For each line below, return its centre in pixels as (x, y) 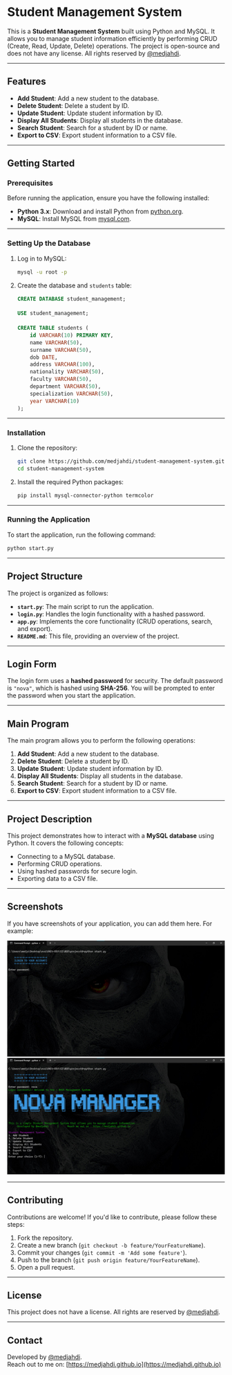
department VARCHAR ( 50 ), (66, 387)
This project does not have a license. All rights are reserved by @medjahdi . (114, 1312)
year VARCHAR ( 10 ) (55, 401)
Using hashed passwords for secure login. (77, 871)
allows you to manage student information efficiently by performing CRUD (112, 38)
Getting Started (41, 163)
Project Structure (45, 577)
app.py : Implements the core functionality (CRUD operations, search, (115, 621)
